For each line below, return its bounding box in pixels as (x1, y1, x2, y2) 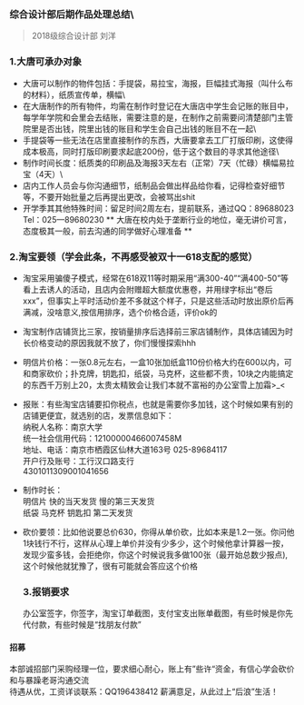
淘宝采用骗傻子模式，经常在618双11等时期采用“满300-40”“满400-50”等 (22, 273, 289, 283)
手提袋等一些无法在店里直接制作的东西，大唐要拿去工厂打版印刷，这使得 (22, 134, 293, 145)
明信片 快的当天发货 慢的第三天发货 (22, 495, 155, 506)
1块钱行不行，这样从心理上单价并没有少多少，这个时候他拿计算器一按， (22, 538, 289, 549)
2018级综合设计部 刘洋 (31, 30, 116, 42)
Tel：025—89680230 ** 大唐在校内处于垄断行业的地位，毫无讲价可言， (22, 213, 292, 224)
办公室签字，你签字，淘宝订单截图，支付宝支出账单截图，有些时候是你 (22, 608, 286, 619)
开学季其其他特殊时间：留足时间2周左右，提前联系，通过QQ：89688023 (22, 203, 295, 213)
